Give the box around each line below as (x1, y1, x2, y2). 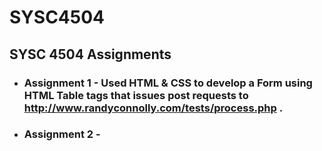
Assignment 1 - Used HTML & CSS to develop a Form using (23, 76, 313, 90)
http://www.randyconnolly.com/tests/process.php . (23, 101, 284, 115)
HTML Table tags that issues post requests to (23, 88, 249, 102)
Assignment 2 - (23, 127, 101, 141)
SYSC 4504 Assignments (9, 46, 172, 63)
